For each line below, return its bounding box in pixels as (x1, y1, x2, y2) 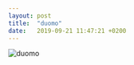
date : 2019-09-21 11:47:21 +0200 (8, 26, 127, 35)
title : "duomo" (8, 19, 62, 27)
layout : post (8, 11, 52, 20)
